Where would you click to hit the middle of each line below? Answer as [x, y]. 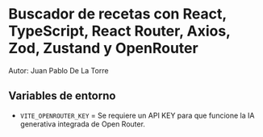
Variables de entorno [62, 96]
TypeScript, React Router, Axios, [119, 31]
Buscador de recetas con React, [118, 14]
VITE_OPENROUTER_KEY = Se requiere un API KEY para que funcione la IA [137, 115]
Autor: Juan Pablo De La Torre [58, 70]
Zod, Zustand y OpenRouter [104, 48]
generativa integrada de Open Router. [82, 124]
